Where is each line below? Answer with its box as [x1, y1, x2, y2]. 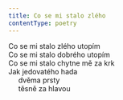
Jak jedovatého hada [8, 66, 78, 76]
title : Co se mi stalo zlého [8, 11, 106, 20]
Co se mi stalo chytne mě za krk [8, 58, 115, 68]
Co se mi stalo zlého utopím [8, 41, 100, 50]
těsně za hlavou [18, 83, 71, 93]
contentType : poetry [8, 19, 78, 27]
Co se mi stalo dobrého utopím [8, 50, 110, 59]
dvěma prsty [18, 75, 60, 85]
